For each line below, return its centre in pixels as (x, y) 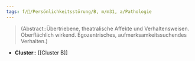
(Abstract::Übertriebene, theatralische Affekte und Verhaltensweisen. (105, 28)
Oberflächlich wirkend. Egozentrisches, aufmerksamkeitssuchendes (104, 35)
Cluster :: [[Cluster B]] (41, 52)
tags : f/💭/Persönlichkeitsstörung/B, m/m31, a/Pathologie (79, 12)
